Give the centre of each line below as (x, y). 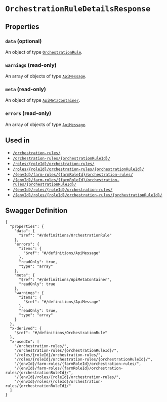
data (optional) (24, 41)
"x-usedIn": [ (25, 342)
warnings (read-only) (31, 65)
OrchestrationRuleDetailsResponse (78, 9)
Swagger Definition (36, 210)
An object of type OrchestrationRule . (44, 52)
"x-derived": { (26, 329)
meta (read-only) (26, 89)
